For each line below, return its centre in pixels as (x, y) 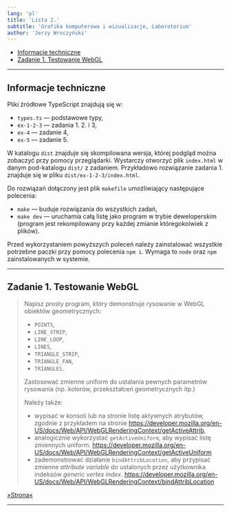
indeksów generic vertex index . (78, 474)
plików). (28, 231)
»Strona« (20, 495)
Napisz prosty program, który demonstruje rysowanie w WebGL (114, 303)
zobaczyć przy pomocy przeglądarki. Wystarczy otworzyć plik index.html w (115, 161)
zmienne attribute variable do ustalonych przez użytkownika (120, 467)
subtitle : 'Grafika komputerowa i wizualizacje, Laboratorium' (100, 26)
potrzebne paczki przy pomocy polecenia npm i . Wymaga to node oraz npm (112, 252)
